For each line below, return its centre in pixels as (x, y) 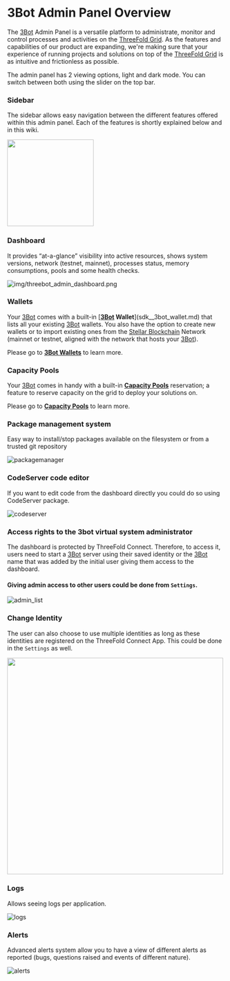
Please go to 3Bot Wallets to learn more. (65, 352)
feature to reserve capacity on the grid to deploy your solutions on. (103, 393)
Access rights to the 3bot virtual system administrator (100, 531)
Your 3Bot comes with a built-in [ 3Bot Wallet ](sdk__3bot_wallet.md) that (110, 317)
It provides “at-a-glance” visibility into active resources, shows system (107, 256)
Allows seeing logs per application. (57, 903)
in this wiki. (23, 130)
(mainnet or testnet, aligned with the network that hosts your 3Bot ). (103, 339)
